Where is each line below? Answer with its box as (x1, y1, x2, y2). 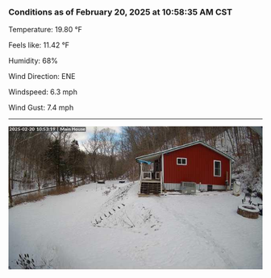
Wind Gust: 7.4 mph (8, 103, 74, 113)
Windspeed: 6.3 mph (8, 87, 78, 97)
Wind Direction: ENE (8, 72, 76, 81)
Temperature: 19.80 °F (8, 25, 83, 35)
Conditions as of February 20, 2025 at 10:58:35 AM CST (8, 6, 233, 18)
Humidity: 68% (8, 56, 59, 66)
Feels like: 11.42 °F (8, 40, 70, 50)
